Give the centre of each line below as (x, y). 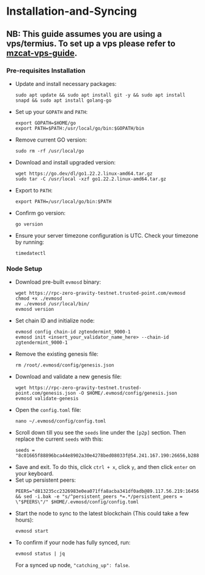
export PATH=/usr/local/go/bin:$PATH (63, 201)
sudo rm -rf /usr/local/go (50, 151)
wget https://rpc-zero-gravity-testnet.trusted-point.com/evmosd (100, 293)
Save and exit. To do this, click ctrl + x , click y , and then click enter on (105, 467)
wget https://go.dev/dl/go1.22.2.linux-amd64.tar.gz (84, 173)
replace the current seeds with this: (59, 439)
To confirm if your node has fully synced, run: (73, 543)
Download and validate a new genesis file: (68, 377)
